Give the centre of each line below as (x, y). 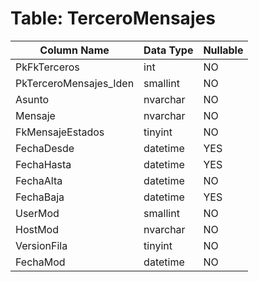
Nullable (223, 50)
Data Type (168, 50)
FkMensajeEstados (60, 132)
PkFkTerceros (47, 67)
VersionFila (41, 245)
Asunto (32, 99)
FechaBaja (40, 197)
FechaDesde (45, 148)
